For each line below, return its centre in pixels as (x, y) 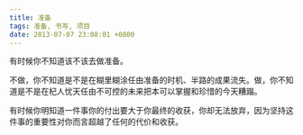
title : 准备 (30, 18)
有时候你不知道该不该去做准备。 (69, 61)
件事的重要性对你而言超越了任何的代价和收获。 (96, 121)
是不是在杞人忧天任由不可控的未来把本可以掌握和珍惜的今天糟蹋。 (139, 92)
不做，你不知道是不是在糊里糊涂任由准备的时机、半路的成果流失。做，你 (143, 80)
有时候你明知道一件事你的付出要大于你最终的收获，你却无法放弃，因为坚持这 (151, 111)
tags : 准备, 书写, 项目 (50, 26)
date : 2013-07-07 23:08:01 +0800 (72, 34)
